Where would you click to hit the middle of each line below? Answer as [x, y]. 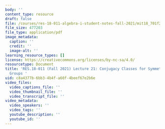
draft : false [18, 19]
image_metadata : [22, 37]
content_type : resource [29, 14]
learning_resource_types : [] [35, 55]
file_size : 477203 [24, 28]
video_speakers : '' [29, 105]
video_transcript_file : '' [37, 96]
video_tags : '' [25, 110]
